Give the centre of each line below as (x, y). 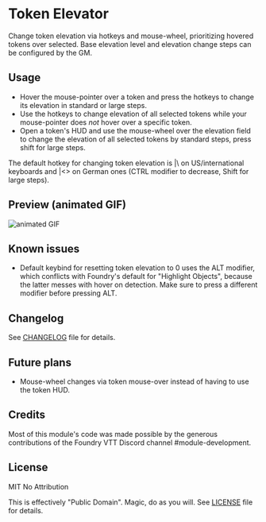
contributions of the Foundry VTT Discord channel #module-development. (130, 443)
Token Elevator (59, 14)
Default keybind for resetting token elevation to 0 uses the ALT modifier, (137, 268)
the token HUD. (44, 390)
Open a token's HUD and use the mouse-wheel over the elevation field (135, 130)
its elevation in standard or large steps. (83, 105)
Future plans (40, 362)
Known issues (44, 248)
